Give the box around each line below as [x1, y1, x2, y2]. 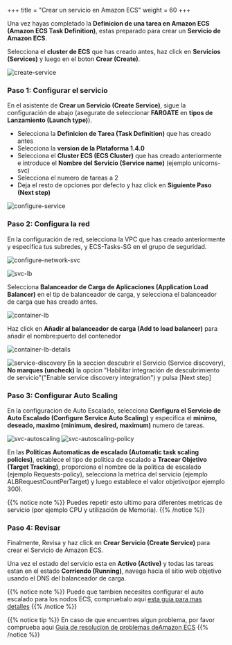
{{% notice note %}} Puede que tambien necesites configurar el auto [7, 587, 204, 596]
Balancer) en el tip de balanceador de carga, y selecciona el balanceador [7, 290, 217, 298]
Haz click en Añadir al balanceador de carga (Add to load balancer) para [7, 324, 218, 332]
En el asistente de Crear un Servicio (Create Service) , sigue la [7, 101, 186, 110]
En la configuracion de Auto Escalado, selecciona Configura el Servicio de [7, 406, 222, 415]
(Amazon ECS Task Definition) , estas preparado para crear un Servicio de [7, 27, 221, 35]
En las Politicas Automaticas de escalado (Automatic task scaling [7, 447, 199, 456]
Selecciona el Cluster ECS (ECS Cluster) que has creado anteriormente [17, 152, 222, 160]
